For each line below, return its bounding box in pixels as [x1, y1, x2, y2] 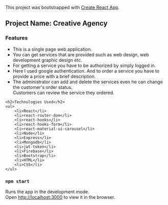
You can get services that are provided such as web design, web [12, 51, 149, 58]
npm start [5, 178, 30, 184]
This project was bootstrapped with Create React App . [5, 5, 120, 10]
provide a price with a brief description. [12, 73, 96, 79]
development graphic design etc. [12, 57, 83, 63]
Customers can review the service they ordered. [12, 89, 115, 96]
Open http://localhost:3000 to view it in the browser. [5, 194, 115, 200]
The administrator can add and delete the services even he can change [12, 79, 163, 85]
